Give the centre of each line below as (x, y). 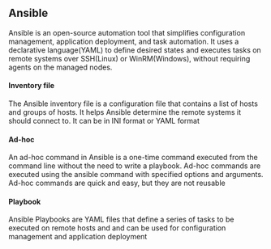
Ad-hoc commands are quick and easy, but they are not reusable (117, 183)
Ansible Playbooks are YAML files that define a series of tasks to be (121, 219)
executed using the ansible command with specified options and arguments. (136, 175)
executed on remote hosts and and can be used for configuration (117, 228)
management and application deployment (78, 237)
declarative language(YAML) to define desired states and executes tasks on (135, 50)
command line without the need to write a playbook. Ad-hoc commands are (135, 166)
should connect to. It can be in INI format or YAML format (104, 121)
